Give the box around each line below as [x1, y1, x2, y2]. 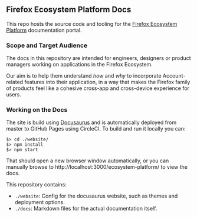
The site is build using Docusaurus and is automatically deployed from [6, 119, 177, 126]
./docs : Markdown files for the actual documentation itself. [14, 205, 157, 212]
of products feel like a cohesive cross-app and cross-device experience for [6, 85, 190, 92]
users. [6, 91, 22, 98]
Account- [162, 72, 186, 79]
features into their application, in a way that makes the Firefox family [24, 79, 191, 86]
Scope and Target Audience [6, 41, 88, 49]
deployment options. [14, 199, 65, 206]
